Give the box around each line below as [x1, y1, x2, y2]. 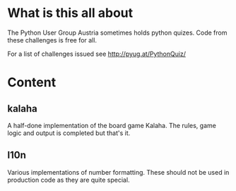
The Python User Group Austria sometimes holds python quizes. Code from [7, 28, 228, 37]
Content [7, 74, 57, 91]
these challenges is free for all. [7, 35, 98, 44]
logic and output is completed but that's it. [7, 129, 131, 137]
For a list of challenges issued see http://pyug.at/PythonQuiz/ [7, 50, 186, 58]
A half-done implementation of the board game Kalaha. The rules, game [7, 121, 217, 129]
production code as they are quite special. [7, 175, 130, 184]
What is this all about [7, 5, 134, 21]
